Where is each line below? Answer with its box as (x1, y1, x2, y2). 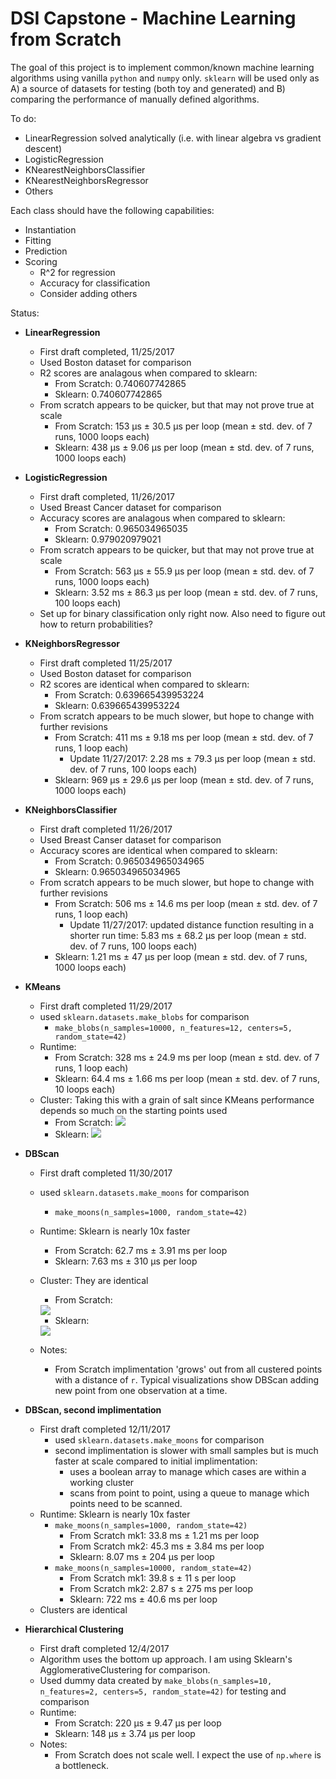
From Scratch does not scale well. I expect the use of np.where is (54, 1748, 322, 1761)
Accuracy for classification (39, 277, 151, 289)
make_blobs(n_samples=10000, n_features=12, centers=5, (54, 1023, 293, 1033)
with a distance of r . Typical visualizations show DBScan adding (54, 1373, 320, 1386)
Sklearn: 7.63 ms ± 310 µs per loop (54, 1255, 198, 1267)
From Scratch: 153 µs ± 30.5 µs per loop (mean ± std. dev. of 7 (54, 420, 313, 432)
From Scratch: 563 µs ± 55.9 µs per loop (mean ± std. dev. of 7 (54, 565, 315, 577)
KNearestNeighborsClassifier (24, 163, 146, 176)
